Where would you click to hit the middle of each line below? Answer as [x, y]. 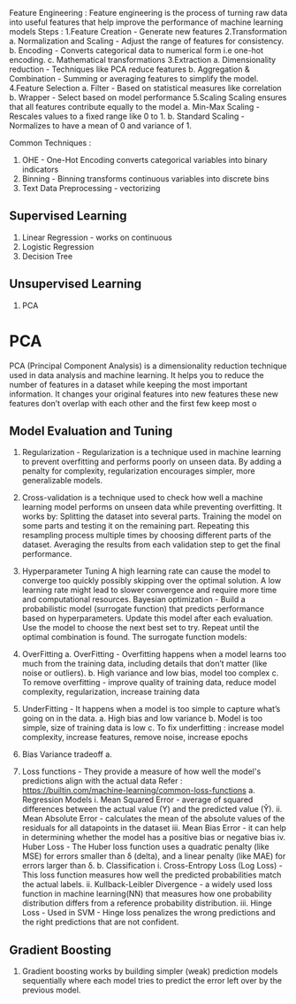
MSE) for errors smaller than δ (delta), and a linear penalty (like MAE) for [154, 856]
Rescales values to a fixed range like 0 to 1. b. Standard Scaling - [127, 116]
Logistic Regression [58, 246]
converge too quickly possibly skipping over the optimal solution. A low [151, 581]
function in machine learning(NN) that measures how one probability [147, 894]
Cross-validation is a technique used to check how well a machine [142, 498]
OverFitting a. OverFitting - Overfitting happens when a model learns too [154, 654]
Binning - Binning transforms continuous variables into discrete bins [145, 179]
